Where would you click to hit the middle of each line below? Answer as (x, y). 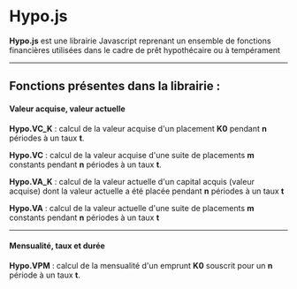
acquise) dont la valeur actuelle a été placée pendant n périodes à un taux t (147, 191)
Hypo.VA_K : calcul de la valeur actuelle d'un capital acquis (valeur (132, 181)
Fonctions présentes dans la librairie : (115, 86)
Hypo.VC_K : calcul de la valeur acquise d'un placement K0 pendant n (138, 128)
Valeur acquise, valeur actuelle (67, 109)
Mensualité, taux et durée (57, 246)
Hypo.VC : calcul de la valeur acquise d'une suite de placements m (132, 155)
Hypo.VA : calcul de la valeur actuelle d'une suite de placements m (132, 208)
